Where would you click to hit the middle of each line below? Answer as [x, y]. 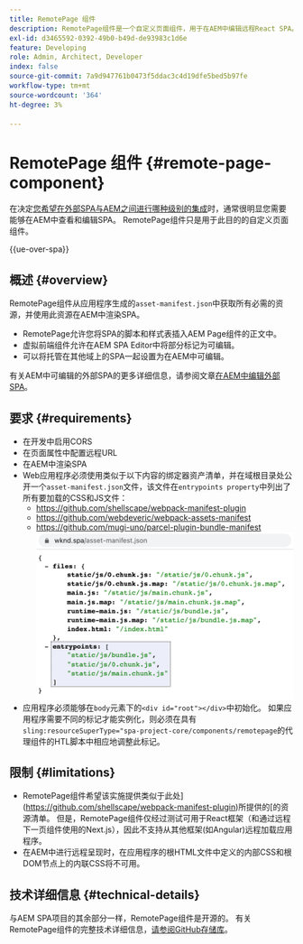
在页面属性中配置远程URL [70, 452]
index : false [34, 67]
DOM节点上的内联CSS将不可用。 [83, 864]
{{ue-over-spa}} [39, 249]
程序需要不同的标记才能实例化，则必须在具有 [113, 718]
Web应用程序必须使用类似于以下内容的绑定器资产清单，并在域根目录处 [153, 475]
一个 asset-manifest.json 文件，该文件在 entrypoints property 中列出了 [161, 486]
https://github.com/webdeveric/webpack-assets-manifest [143, 517]
